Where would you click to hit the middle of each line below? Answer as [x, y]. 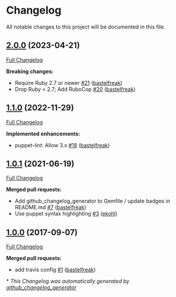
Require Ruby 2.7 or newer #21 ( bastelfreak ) [68, 83]
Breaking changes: [30, 71]
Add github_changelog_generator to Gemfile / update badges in [92, 201]
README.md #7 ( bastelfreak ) [50, 207]
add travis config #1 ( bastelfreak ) [55, 270]
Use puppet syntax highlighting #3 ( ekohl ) [66, 214]
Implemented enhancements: [43, 134]
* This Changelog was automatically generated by [68, 281]
